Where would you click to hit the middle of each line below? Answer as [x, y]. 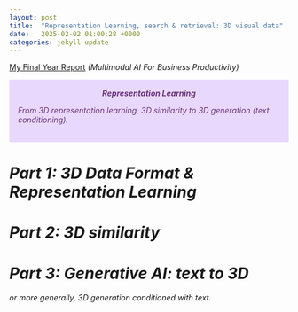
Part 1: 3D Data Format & [102, 173]
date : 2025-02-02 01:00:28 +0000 [75, 34]
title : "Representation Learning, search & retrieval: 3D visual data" [146, 26]
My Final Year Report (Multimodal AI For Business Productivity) [124, 67]
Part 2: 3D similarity [85, 233]
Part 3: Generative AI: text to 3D [129, 273]
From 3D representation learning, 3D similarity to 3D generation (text [143, 110]
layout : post [33, 17]
